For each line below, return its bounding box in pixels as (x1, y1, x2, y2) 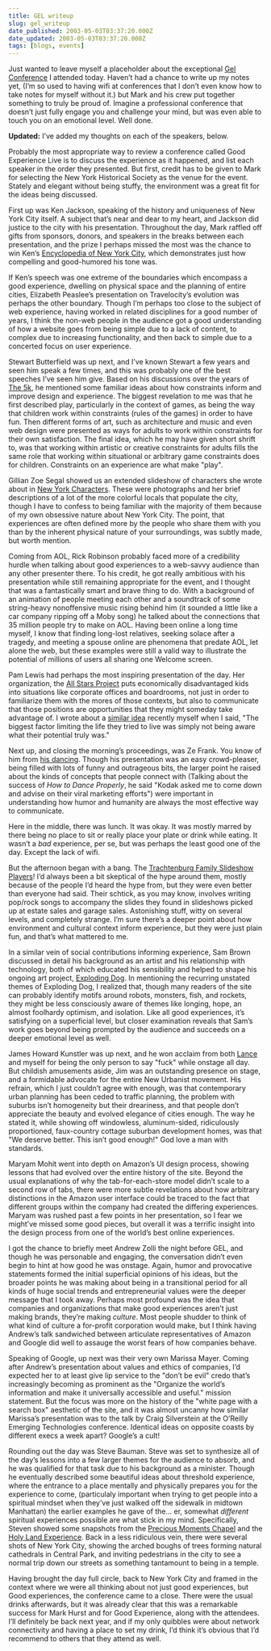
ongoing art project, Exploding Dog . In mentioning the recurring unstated (8, 973, 250, 983)
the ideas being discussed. (8, 190, 98, 200)
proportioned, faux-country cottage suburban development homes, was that (8, 1127, 262, 1136)
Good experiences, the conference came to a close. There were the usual (8, 1591, 253, 1601)
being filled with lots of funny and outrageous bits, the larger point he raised (8, 763, 261, 773)
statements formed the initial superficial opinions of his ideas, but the (8, 1270, 239, 1279)
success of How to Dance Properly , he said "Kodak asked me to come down (8, 781, 262, 790)
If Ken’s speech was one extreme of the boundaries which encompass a (8, 272, 248, 283)
